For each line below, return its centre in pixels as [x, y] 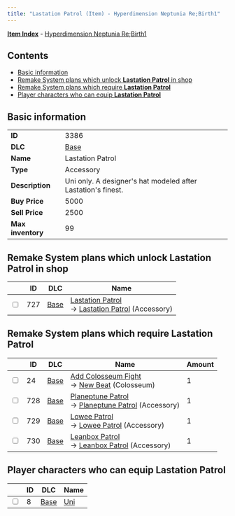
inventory [27, 233]
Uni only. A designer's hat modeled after [131, 181]
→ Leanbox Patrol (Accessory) [121, 445]
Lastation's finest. [94, 190]
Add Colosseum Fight [106, 376]
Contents [28, 56]
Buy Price [27, 202]
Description [31, 186]
